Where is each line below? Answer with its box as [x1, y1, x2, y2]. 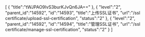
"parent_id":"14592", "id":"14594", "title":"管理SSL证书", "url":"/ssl [5, 21, 141, 27]
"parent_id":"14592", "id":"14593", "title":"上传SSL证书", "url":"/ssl [5, 10, 141, 16]
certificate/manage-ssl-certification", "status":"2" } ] [5, 27, 113, 32]
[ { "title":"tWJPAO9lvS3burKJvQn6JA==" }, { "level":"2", [5, 4, 122, 10]
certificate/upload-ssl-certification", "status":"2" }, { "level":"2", [5, 16, 136, 21]
